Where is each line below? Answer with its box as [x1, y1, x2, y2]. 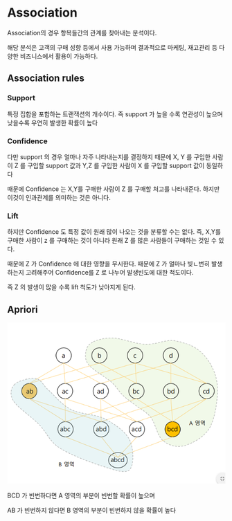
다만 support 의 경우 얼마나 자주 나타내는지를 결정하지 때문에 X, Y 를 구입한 [7, 152, 211, 161]
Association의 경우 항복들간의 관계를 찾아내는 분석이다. [7, 28, 157, 37]
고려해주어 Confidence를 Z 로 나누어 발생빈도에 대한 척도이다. [25, 268, 194, 277]
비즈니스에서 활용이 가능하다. [19, 52, 98, 60]
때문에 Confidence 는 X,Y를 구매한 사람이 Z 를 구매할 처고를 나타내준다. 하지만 [7, 185, 220, 193]
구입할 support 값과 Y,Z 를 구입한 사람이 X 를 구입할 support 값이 [27, 161, 205, 170]
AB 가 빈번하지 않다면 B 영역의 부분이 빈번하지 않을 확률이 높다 [7, 506, 177, 514]
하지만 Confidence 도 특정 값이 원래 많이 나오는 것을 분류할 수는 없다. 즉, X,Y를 [7, 228, 222, 236]
